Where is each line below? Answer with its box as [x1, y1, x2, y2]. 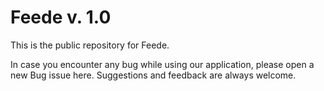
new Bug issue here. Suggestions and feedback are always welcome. [10, 69, 297, 81]
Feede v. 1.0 [10, 6, 112, 29]
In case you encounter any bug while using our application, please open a [10, 58, 315, 70]
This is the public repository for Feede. [10, 39, 170, 51]
